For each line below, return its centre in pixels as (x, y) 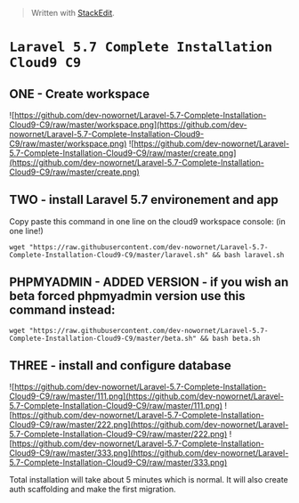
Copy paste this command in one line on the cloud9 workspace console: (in (148, 221)
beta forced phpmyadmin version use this (127, 296)
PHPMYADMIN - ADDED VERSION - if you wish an (149, 283)
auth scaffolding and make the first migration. (93, 490)
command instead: (62, 310)
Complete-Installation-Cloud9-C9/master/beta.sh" (103, 338)
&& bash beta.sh (230, 338)
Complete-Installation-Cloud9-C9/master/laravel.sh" (109, 255)
